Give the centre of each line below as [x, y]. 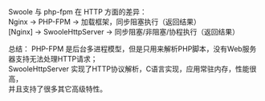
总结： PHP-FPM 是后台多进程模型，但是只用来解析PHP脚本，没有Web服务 [132, 49]
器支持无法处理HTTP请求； [53, 59]
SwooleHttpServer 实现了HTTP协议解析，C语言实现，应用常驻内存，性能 [129, 69]
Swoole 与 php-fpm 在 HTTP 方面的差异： [77, 12]
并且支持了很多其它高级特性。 [57, 89]
